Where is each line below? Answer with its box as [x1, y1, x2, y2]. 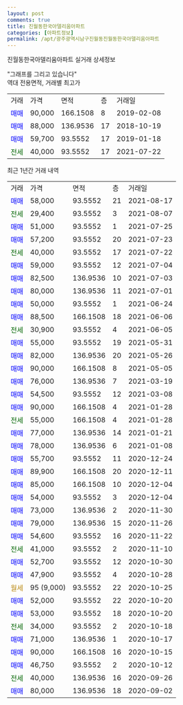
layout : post [7, 10, 45, 17]
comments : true [7, 17, 51, 23]
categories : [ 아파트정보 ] [7, 29, 74, 36]
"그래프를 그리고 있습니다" [7, 70, 77, 78]
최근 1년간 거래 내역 [7, 166, 60, 175]
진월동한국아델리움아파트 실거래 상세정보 [7, 56, 116, 64]
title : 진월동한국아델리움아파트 [7, 23, 86, 30]
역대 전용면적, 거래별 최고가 [7, 78, 81, 87]
